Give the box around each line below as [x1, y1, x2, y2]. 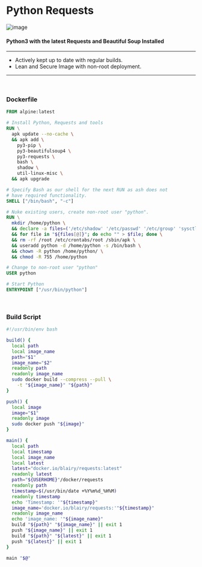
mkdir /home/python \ [11, 220, 66, 226]
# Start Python [6, 281, 44, 287]
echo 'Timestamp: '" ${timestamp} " [11, 499, 98, 505]
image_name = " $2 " [11, 360, 52, 366]
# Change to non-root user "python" [6, 265, 98, 271]
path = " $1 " [11, 354, 36, 360]
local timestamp [11, 449, 52, 455]
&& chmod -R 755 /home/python [11, 254, 87, 260]
